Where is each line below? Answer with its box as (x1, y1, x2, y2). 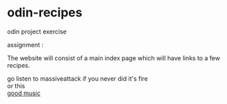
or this (7, 81, 25, 90)
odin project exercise (7, 27, 67, 36)
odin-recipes (7, 5, 83, 21)
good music (7, 89, 41, 97)
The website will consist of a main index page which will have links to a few (7, 53, 220, 62)
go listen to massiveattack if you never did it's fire (7, 74, 149, 83)
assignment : (7, 40, 44, 49)
